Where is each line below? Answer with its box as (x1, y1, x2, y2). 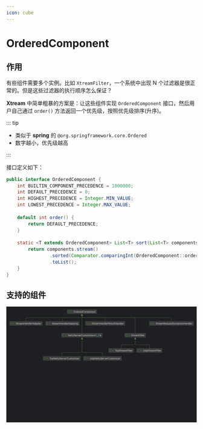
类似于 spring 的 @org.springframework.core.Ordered (14, 132, 147, 139)
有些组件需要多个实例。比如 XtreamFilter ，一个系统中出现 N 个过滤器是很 (6, 79, 190, 86)
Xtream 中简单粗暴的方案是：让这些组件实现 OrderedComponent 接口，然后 (6, 100, 190, 107)
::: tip (6, 119, 19, 126)
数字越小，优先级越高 (14, 139, 68, 146)
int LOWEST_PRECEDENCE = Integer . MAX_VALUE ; (17, 202, 131, 208)
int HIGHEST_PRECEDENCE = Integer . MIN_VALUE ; (17, 195, 134, 202)
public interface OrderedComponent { (6, 176, 101, 182)
